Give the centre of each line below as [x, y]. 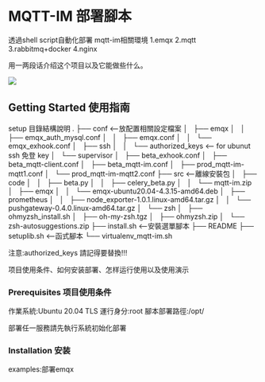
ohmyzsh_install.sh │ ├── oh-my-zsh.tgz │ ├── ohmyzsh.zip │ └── [127, 216]
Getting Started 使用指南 [69, 108]
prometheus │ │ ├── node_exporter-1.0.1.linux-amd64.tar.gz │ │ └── [130, 199]
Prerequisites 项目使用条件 [60, 292]
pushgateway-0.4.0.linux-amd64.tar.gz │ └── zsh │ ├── [106, 208]
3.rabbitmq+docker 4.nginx [53, 49]
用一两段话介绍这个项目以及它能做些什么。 [78, 65]
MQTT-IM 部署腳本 [70, 16]
